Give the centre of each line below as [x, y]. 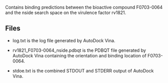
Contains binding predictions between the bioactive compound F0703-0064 [84, 7]
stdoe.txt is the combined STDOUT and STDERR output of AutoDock [83, 70]
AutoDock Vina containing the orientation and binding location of [79, 55]
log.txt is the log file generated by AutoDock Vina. [64, 40]
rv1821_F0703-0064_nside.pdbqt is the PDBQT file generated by [79, 50]
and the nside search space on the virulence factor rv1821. [66, 13]
